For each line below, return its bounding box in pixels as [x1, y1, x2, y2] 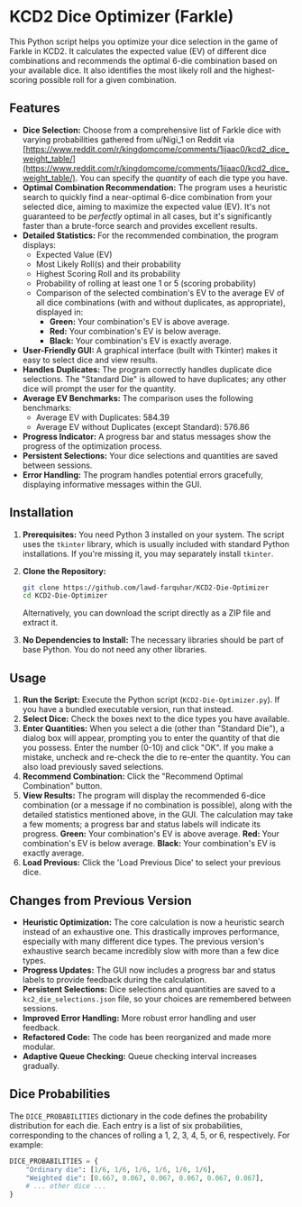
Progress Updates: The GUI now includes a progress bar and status [22, 965, 277, 975]
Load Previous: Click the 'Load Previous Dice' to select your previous [22, 857, 281, 868]
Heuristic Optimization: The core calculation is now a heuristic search [22, 917, 285, 928]
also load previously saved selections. [22, 762, 164, 773]
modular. [22, 1041, 56, 1052]
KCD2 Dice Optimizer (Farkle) [9, 6, 234, 27]
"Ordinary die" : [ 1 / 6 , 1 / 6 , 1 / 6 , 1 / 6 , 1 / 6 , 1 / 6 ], [25, 1165, 216, 1174]
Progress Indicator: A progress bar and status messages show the [22, 431, 271, 442]
